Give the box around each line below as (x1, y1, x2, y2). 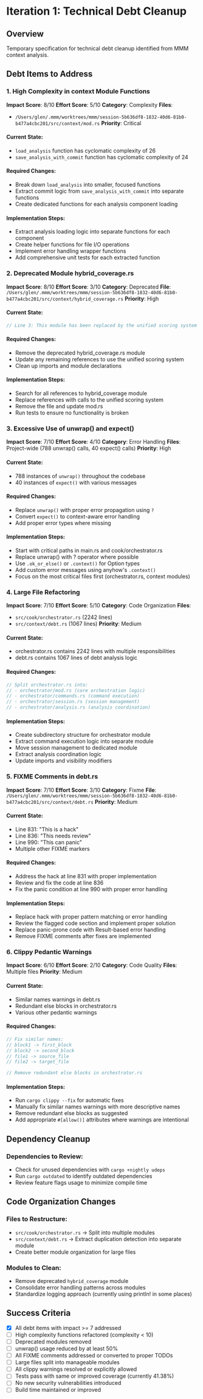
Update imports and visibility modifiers (15, 757, 112, 764)
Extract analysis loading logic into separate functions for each (15, 228, 170, 236)
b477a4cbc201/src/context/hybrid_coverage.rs (6, 296, 123, 302)
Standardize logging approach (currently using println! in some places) (15, 1290, 193, 1298)
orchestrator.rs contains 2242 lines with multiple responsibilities (15, 648, 176, 655)
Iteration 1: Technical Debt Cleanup (6, 4, 187, 18)
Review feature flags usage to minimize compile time (15, 1179, 148, 1187)
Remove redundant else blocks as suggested (15, 1110, 128, 1117)
